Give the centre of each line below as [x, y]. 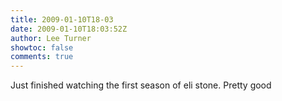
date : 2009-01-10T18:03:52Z [69, 29]
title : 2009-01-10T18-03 [62, 19]
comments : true [42, 57]
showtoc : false [42, 47]
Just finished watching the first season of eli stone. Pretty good [141, 85]
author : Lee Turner [51, 38]
